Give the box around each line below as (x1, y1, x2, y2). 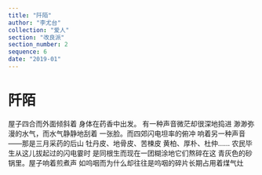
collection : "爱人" (8, 26, 70, 34)
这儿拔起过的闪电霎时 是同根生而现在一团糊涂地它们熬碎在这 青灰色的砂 (21, 148, 253, 158)
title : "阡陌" (8, 11, 53, 20)
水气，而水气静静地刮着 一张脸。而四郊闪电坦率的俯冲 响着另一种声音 (21, 129, 246, 138)
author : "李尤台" (8, 19, 61, 27)
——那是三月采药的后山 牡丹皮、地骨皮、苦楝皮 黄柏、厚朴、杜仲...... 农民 (8, 138, 246, 148)
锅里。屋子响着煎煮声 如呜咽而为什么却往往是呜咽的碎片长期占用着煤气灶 (8, 158, 244, 167)
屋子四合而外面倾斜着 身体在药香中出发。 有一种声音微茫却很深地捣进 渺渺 (8, 118, 248, 128)
